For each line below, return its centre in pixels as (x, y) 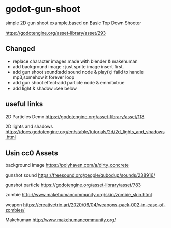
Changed (20, 49)
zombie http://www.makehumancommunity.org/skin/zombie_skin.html (79, 195)
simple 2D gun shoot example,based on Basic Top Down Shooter (73, 23)
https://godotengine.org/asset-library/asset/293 (55, 33)
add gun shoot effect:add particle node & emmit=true (68, 82)
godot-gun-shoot (43, 9)
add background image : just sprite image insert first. (68, 66)
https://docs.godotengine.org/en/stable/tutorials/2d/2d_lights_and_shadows (85, 132)
